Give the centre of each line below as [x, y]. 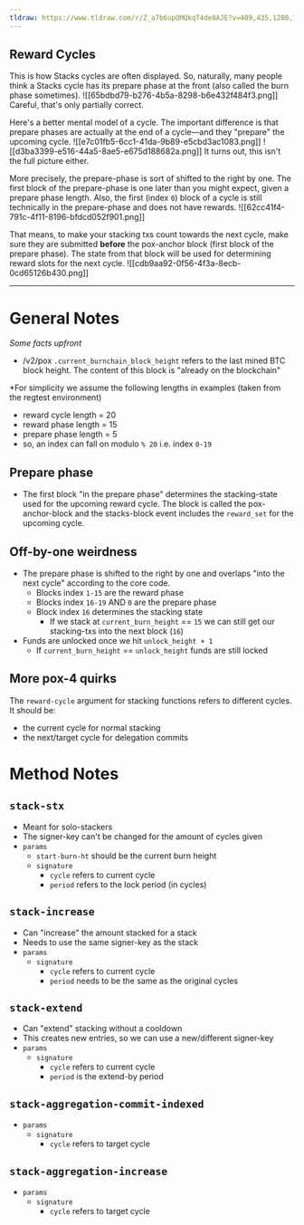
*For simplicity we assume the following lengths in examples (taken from [145, 388]
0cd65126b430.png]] [49, 273]
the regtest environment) [56, 397]
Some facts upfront [46, 343]
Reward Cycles [53, 55]
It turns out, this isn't [242, 151]
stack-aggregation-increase [89, 1171]
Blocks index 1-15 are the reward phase [109, 593]
